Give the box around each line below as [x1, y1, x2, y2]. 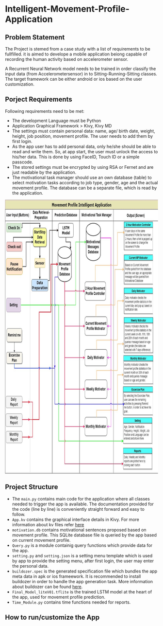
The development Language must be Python [12, 118, 101, 124]
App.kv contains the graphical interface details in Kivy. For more [12, 517, 140, 522]
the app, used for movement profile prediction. [12, 594, 106, 600]
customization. [5, 81, 35, 87]
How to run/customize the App [5, 613, 100, 622]
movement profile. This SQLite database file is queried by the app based [12, 532, 157, 538]
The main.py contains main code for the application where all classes [12, 496, 150, 501]
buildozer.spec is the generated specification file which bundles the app [12, 568, 158, 574]
